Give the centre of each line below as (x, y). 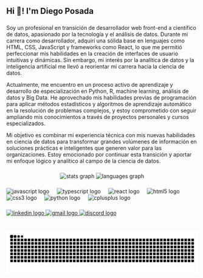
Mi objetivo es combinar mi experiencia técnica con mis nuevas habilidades (101, 135)
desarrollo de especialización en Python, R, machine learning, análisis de (98, 91)
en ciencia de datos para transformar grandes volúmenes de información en (102, 142)
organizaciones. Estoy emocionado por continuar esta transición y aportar (99, 155)
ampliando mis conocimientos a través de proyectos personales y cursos (98, 117)
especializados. (26, 124)
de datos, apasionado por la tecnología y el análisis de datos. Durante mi (97, 35)
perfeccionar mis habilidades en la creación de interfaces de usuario (92, 54)
